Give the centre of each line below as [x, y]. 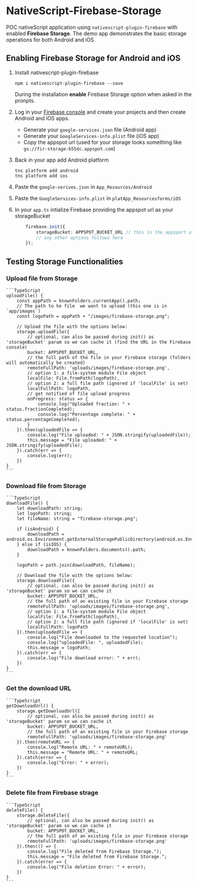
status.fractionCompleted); [41, 409]
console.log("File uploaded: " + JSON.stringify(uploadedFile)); [109, 435]
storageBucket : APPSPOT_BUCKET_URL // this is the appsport [111, 232]
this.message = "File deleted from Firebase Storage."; [97, 856]
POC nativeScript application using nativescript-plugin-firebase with [92, 27]
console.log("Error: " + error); [68, 763]
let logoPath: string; [44, 514]
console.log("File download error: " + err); [84, 658]
